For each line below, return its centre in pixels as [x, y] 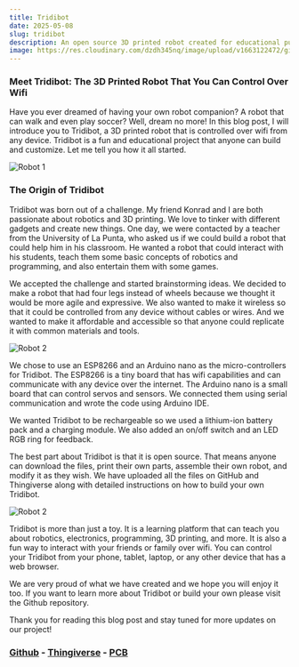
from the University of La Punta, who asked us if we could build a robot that [148, 237]
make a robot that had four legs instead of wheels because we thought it [142, 293]
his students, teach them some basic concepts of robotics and [124, 257]
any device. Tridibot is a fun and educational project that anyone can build [145, 141]
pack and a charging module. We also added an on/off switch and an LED [144, 430]
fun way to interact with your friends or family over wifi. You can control [141, 547]
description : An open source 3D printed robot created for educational [145, 42]
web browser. [34, 567]
